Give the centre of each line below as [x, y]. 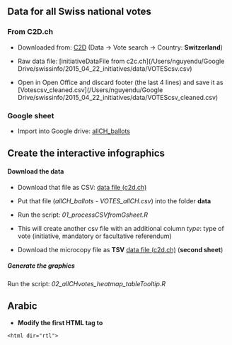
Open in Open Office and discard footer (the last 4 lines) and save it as [121, 82]
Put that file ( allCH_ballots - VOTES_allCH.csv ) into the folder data [114, 200]
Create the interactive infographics [86, 153]
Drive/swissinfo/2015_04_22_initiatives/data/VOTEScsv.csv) [105, 68]
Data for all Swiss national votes [80, 12]
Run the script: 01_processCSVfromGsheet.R [83, 215]
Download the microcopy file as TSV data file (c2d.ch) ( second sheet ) [120, 249]
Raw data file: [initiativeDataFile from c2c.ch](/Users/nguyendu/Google [121, 61]
